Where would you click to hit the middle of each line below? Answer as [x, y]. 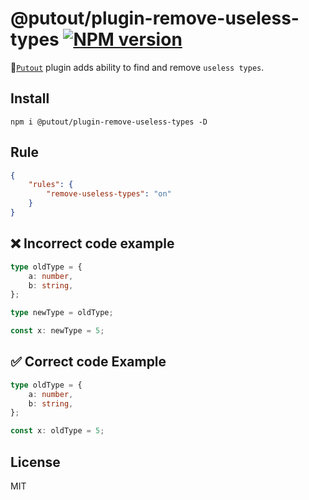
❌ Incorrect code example [92, 243]
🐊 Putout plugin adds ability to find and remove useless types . [137, 67]
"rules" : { [51, 185]
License [35, 462]
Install [30, 98]
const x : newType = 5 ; [57, 331]
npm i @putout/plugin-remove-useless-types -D [109, 122]
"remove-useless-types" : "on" [109, 194]
